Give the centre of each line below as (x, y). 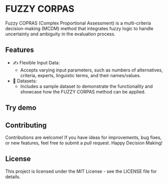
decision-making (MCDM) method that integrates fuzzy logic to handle (79, 28)
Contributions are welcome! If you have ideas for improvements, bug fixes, (83, 137)
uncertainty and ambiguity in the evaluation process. (60, 34)
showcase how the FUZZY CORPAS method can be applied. (83, 91)
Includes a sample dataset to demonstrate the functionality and (87, 86)
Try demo (21, 108)
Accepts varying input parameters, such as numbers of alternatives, (91, 70)
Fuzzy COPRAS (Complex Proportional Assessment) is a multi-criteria (78, 23)
